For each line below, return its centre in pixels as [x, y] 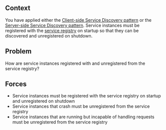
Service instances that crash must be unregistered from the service [81, 106]
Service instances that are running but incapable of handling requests [83, 117]
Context [18, 8]
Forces [16, 84]
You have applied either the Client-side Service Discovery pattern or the [78, 20]
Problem [19, 51]
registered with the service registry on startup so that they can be [72, 30]
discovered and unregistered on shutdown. [49, 36]
